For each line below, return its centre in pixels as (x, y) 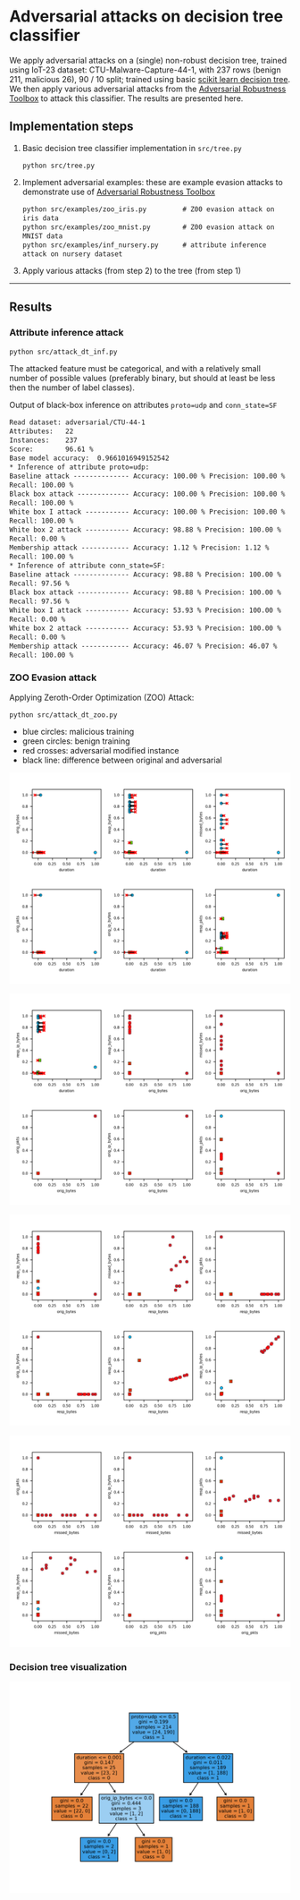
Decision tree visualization (68, 1666)
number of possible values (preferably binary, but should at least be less (142, 379)
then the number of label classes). (72, 388)
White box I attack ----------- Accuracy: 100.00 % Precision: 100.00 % (147, 512)
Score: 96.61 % (51, 449)
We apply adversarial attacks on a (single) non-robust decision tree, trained (148, 60)
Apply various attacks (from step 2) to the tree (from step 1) (132, 270)
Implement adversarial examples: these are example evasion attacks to (152, 182)
